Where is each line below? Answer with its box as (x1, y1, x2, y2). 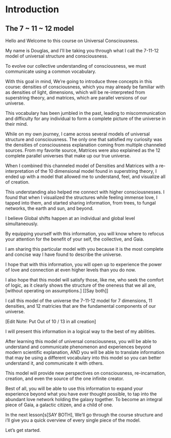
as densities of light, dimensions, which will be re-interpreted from (5, 89, 145, 95)
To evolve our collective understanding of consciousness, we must (5, 63, 146, 69)
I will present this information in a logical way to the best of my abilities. (5, 328, 156, 334)
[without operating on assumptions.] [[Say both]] (5, 288, 109, 293)
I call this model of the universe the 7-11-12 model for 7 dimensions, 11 (5, 297, 153, 304)
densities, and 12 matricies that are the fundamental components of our (5, 303, 156, 309)
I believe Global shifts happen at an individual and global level (5, 215, 135, 221)
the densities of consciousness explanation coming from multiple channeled (5, 142, 166, 148)
